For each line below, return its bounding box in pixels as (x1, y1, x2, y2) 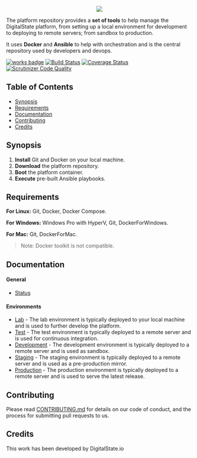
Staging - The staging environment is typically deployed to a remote (14, 354, 181, 361)
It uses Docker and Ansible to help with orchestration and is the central (6, 41, 180, 47)
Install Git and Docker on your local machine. (14, 156, 125, 163)
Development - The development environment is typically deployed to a (14, 341, 189, 348)
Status (14, 290, 31, 297)
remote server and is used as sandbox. (14, 348, 110, 355)
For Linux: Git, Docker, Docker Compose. (6, 208, 106, 215)
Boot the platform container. (14, 168, 84, 176)
